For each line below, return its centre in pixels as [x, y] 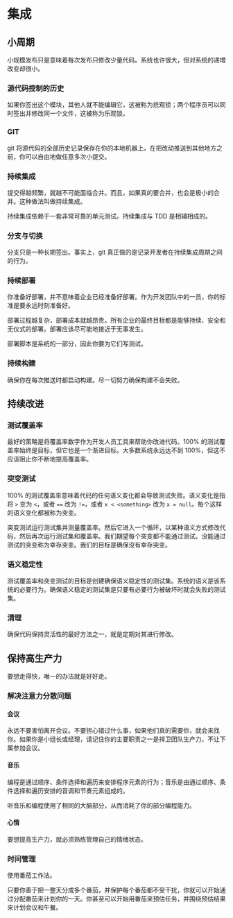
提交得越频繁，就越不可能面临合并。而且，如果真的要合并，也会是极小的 [110, 192]
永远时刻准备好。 [50, 305]
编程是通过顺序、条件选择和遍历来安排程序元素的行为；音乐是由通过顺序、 [113, 782]
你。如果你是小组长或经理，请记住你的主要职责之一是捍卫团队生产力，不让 [113, 739]
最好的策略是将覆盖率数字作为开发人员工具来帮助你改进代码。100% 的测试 [113, 442]
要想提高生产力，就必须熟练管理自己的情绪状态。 [77, 839]
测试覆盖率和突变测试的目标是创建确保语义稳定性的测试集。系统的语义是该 [113, 581]
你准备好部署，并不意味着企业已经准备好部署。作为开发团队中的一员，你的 [113, 297]
